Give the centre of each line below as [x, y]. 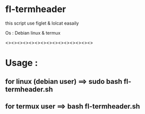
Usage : [21, 63]
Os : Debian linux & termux [33, 33]
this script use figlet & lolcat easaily [42, 23]
